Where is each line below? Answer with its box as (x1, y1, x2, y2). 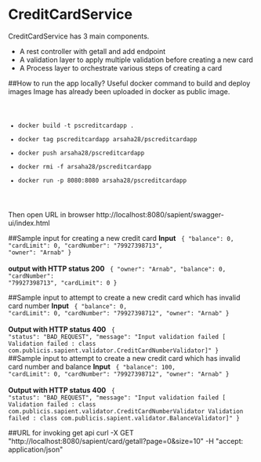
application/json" (8, 445, 63, 454)
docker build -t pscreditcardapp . (18, 122, 135, 129)
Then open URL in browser (8, 209, 95, 219)
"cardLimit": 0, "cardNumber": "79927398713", (8, 242, 163, 249)
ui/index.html (8, 218, 50, 227)
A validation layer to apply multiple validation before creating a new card (19, 55, 253, 64)
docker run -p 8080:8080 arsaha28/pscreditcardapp (18, 176, 187, 184)
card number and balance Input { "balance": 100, (8, 362, 176, 371)
